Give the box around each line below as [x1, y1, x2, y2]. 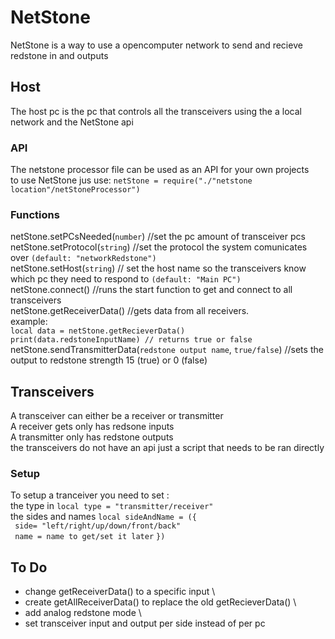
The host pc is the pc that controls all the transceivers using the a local [10, 105, 302, 117]
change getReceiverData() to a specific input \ [24, 586, 216, 598]
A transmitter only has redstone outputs [10, 431, 174, 443]
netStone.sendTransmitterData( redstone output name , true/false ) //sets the [10, 344, 324, 356]
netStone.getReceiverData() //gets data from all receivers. [10, 305, 250, 317]
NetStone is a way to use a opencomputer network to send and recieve [10, 39, 303, 51]
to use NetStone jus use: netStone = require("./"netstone [10, 174, 253, 186]
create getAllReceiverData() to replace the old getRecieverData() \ [24, 596, 297, 608]
